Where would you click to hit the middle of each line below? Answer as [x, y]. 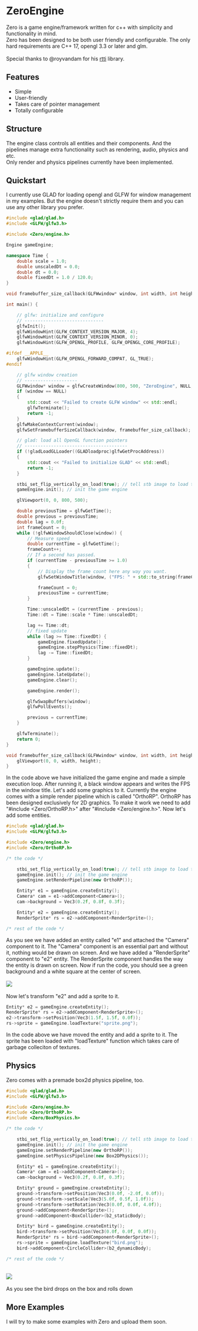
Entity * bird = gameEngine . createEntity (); [71, 1226]
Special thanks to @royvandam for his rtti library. [65, 59]
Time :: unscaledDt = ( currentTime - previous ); [85, 609]
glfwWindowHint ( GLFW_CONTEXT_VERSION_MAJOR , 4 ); [77, 332]
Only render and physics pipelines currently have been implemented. [90, 162]
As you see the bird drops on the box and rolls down [70, 1288]
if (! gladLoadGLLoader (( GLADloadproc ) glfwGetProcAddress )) [91, 452]
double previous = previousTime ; [58, 517]
